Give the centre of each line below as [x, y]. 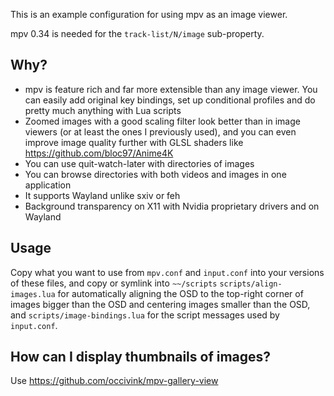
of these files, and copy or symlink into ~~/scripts [114, 283]
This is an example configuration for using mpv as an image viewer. [149, 14]
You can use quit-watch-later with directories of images [139, 163]
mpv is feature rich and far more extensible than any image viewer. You [171, 89]
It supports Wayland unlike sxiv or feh [102, 195]
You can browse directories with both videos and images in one [155, 174]
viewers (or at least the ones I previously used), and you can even [160, 131]
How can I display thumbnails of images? [141, 357]
